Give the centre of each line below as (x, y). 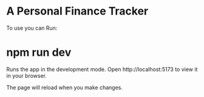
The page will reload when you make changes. (65, 87)
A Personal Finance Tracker (77, 11)
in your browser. (27, 75)
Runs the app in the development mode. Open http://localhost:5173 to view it (102, 69)
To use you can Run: (32, 28)
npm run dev (39, 52)
